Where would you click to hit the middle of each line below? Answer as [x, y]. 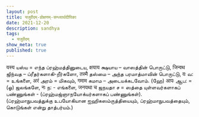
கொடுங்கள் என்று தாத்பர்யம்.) [40, 107]
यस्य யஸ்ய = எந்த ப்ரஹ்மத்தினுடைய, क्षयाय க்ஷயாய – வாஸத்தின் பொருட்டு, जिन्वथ [96, 67]
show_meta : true [26, 45]
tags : [13, 34]
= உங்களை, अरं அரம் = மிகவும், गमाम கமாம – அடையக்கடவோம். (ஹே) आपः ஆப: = [99, 80]
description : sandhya [33, 28]
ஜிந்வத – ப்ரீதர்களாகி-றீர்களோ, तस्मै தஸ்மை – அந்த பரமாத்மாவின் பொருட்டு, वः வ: [100, 74]
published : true [26, 50]
